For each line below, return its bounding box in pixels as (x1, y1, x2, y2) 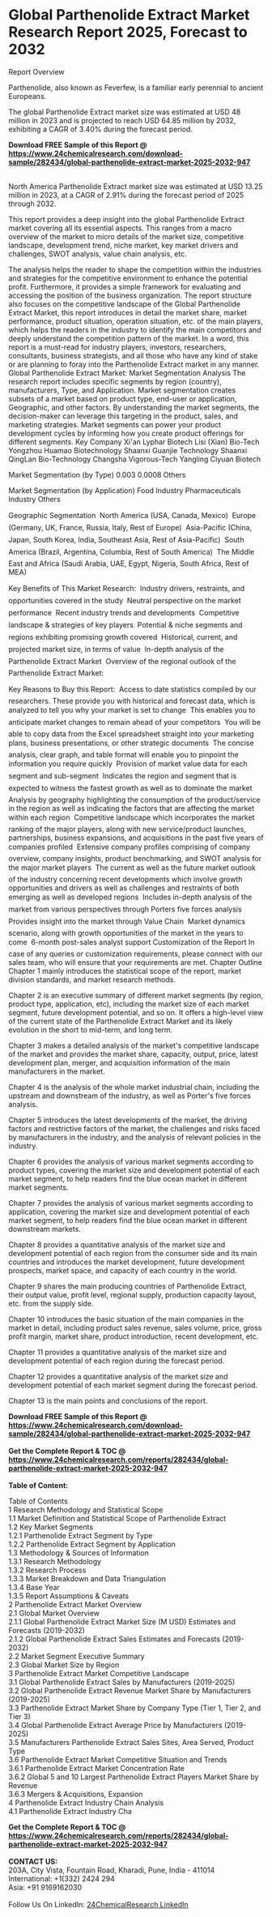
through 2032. (8, 199, 57, 208)
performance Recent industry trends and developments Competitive (8, 607, 240, 617)
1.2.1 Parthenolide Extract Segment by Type (8, 1530, 153, 1540)
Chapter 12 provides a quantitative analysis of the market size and (8, 1371, 228, 1381)
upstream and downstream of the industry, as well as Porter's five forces (8, 1091, 251, 1100)
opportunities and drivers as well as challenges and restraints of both (8, 882, 240, 893)
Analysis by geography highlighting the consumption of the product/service (8, 795, 261, 804)
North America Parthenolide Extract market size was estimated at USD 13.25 (8, 181, 263, 191)
